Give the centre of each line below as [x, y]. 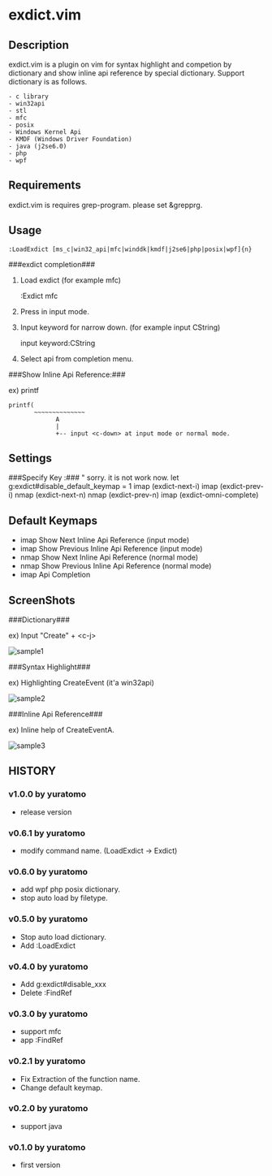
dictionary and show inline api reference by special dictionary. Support [127, 73]
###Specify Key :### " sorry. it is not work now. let [94, 478]
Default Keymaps [53, 520]
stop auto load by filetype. [64, 898]
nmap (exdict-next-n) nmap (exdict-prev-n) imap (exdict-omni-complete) [137, 495]
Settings [30, 458]
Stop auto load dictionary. [63, 936]
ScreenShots [42, 600]
